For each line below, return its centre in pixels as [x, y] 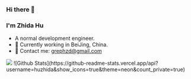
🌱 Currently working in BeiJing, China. [61, 45]
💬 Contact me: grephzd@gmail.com [58, 51]
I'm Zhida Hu [25, 25]
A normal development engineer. [55, 39]
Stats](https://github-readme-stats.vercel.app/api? [96, 63]
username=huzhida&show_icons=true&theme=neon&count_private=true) [96, 69]
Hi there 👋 [21, 10]
